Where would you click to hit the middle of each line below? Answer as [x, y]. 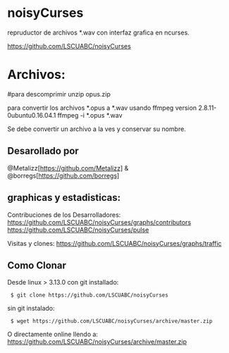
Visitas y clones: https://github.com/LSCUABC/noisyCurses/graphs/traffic [114, 243]
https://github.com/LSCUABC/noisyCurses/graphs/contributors [99, 222]
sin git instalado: [31, 309]
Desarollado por [43, 151]
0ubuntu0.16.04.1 [32, 115]
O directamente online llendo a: [53, 334]
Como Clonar [37, 265]
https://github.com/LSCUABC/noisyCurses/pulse [78, 230]
